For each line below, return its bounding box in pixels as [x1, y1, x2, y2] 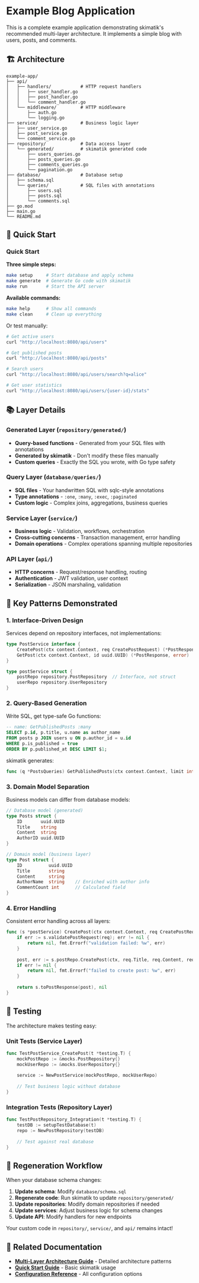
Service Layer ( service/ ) [6, 514, 78, 522]
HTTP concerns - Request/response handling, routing [14, 569, 147, 576]
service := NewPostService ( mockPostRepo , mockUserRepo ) [17, 1073, 158, 1079]
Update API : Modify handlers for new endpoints [14, 1213, 132, 1221]
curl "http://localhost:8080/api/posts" [6, 355, 108, 361]
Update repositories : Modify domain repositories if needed [14, 1200, 160, 1208]
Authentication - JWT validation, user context [14, 575, 129, 582]
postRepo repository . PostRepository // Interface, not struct [17, 674, 176, 680]
